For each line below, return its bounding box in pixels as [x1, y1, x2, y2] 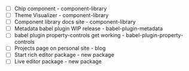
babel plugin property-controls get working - [14, 32, 125, 39]
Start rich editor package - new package [14, 51, 115, 59]
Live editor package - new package [14, 58, 102, 65]
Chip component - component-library [14, 5, 107, 12]
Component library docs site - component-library [14, 18, 136, 25]
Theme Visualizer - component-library [14, 12, 109, 19]
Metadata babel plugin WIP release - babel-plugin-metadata [14, 25, 163, 32]
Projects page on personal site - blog [14, 44, 106, 52]
